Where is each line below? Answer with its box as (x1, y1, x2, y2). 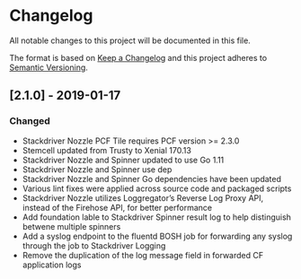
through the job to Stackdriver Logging (22, 240, 166, 251)
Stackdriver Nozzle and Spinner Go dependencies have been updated (22, 173, 281, 184)
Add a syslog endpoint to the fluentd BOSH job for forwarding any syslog (22, 231, 293, 241)
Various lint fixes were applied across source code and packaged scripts (22, 183, 292, 194)
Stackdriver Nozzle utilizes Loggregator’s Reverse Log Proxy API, (22, 192, 264, 203)
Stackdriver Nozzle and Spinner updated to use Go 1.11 (22, 154, 225, 165)
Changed (9, 115, 51, 127)
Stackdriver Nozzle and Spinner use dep (22, 163, 173, 175)
